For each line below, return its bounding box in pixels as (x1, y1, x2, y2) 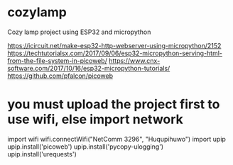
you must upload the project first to (7, 96, 220, 113)
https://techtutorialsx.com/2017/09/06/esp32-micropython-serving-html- (7, 49, 222, 57)
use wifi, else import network (7, 111, 183, 127)
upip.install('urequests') (7, 149, 77, 158)
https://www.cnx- (109, 56, 161, 64)
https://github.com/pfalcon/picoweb (7, 72, 114, 80)
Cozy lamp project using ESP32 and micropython (7, 28, 151, 36)
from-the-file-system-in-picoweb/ (7, 56, 108, 64)
